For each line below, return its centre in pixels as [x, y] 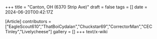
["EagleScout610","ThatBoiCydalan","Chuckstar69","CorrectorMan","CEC [79, 26]
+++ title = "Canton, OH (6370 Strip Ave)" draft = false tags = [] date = [76, 7]
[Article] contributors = [28, 21]
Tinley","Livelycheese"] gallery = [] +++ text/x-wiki [56, 32]
